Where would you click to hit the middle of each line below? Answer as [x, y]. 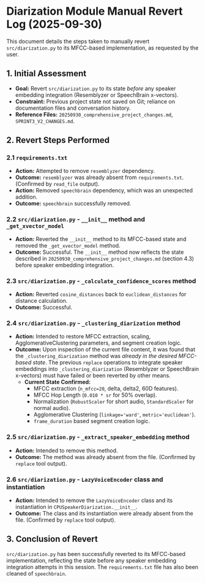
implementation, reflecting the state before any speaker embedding [91, 560]
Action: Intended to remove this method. [66, 450]
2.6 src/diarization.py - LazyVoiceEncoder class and [85, 479]
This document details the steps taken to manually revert [78, 41]
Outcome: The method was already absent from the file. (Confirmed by [105, 457]
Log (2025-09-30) [54, 24]
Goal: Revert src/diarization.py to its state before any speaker [95, 88]
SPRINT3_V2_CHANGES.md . [45, 121]
